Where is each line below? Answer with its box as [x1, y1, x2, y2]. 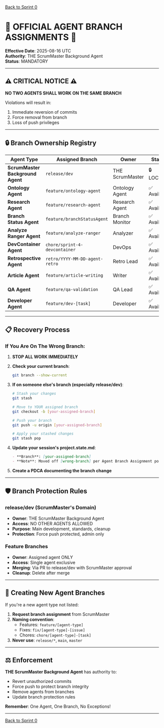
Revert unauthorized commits [12, 679, 72, 684]
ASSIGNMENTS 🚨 [5, 32, 77, 43]
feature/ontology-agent [45, 188, 101, 194]
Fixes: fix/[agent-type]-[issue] [19, 627, 85, 632]
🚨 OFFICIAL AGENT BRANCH [5, 22, 123, 32]
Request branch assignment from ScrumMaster [12, 611, 110, 617]
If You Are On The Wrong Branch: [5, 342, 85, 349]
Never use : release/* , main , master [12, 637, 82, 643]
